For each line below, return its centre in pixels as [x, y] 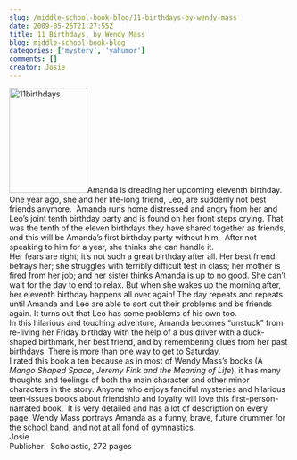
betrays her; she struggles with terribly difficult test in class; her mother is [145, 265]
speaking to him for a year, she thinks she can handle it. [111, 247]
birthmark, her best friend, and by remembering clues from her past [163, 341]
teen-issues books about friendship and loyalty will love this [120, 398]
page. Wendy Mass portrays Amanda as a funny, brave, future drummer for [148, 417]
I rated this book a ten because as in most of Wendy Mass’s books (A [136, 360]
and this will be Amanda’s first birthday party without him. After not [133, 237]
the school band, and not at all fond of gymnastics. [103, 427]
